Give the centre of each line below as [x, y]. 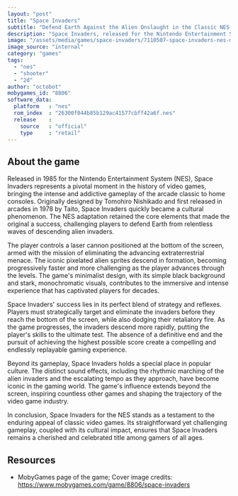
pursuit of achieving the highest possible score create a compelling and [112, 343]
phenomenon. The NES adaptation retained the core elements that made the [119, 217]
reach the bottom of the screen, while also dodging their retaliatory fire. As [116, 320]
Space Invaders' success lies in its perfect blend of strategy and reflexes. [114, 304]
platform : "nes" [42, 107]
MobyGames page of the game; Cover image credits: [95, 477]
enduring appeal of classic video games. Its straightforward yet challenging [118, 423]
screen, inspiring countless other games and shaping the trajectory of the [115, 394]
